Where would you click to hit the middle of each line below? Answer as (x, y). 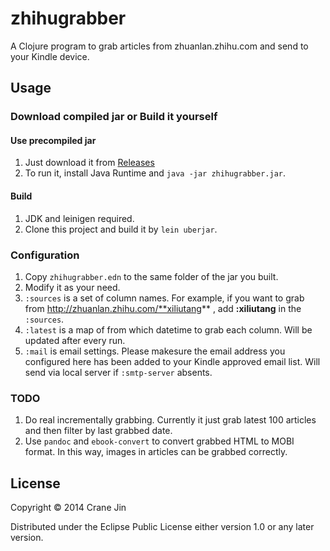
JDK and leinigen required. (79, 218)
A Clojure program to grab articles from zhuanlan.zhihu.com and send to (159, 46)
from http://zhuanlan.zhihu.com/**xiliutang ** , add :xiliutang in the (163, 308)
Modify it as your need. (72, 287)
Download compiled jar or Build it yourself (114, 117)
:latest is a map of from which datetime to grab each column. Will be (168, 329)
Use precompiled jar (53, 140)
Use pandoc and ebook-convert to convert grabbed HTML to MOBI (159, 441)
